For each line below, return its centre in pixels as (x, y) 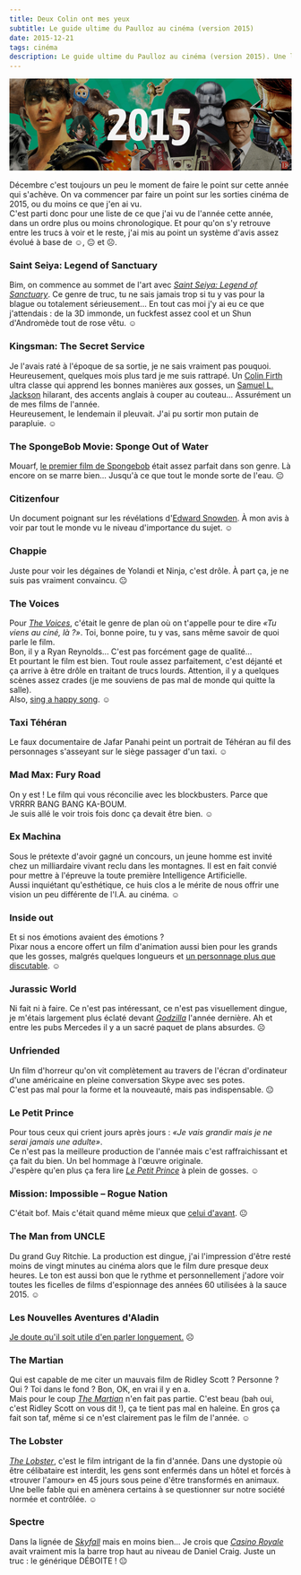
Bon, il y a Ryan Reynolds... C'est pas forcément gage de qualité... (131, 652)
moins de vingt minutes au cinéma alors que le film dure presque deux (139, 1265)
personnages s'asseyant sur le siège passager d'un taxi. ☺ (119, 752)
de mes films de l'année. (55, 404)
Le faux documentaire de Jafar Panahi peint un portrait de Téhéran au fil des (150, 742)
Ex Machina (35, 836)
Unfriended (35, 1051)
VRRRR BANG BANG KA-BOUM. (68, 804)
